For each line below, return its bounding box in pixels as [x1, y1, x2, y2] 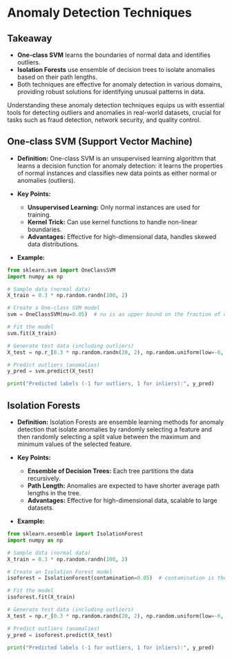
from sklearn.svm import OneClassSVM [7, 267, 116, 274]
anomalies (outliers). [17, 176, 76, 184]
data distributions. [27, 240, 79, 248]
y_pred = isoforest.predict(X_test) [7, 632, 113, 639]
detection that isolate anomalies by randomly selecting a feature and [17, 425, 213, 434]
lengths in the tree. [27, 489, 81, 497]
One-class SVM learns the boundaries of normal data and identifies [17, 51, 211, 59]
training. [27, 210, 52, 219]
